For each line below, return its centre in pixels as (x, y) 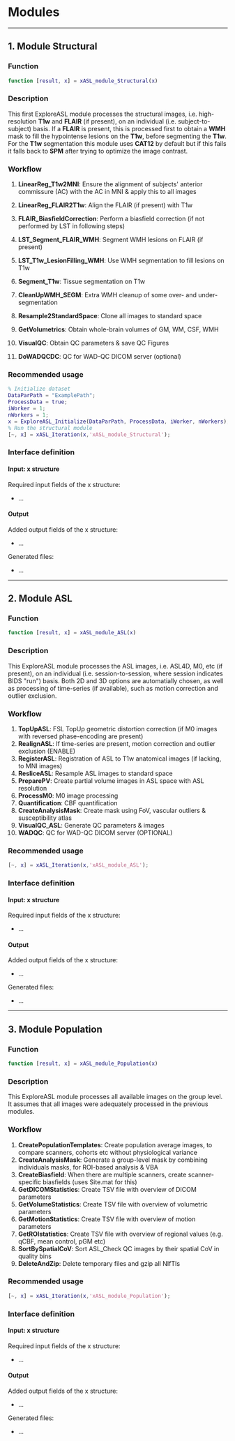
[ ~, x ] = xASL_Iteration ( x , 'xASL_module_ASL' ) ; (78, 865)
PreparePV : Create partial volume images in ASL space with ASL (111, 781)
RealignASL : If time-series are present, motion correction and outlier (116, 743)
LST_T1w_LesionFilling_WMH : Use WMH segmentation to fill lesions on (121, 261)
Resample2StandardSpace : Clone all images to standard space (110, 316)
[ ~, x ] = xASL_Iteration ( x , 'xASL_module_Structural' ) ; (89, 434)
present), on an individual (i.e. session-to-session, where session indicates (115, 673)
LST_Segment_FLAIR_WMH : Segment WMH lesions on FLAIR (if (111, 240)
